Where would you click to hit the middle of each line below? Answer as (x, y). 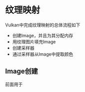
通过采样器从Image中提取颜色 (43, 54)
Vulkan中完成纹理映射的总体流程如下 (43, 25)
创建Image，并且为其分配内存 (43, 35)
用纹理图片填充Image (34, 42)
